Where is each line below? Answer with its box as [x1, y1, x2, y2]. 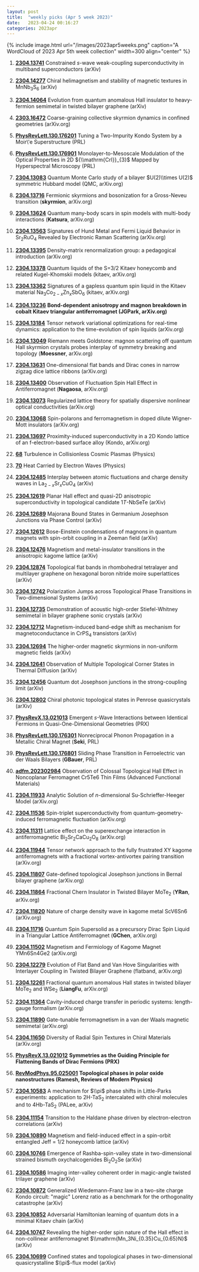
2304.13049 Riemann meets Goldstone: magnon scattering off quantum [15, 337, 192, 344]
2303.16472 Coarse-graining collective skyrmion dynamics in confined [15, 114, 190, 122]
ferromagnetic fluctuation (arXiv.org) [36, 816, 126, 823]
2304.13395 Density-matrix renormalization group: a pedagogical [15, 246, 176, 254]
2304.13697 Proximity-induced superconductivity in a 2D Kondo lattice [15, 432, 190, 439]
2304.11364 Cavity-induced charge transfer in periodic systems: [15, 998, 174, 1005]
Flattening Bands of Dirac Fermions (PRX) [15, 1058, 120, 1065]
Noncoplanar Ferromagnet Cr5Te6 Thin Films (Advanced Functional [15, 774, 181, 781]
